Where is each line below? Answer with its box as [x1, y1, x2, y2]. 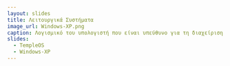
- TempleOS [13, 42, 45, 49]
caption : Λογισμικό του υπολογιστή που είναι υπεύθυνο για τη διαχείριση [7, 29, 224, 36]
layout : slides [7, 10, 51, 17]
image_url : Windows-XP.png [7, 23, 85, 30]
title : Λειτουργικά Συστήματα [7, 16, 94, 23]
